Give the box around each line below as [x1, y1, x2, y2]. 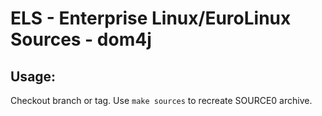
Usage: [10, 68, 57, 85]
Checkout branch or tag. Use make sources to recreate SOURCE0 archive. [10, 95, 313, 106]
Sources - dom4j [10, 28, 152, 51]
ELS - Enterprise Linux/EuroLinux [10, 7, 292, 30]
